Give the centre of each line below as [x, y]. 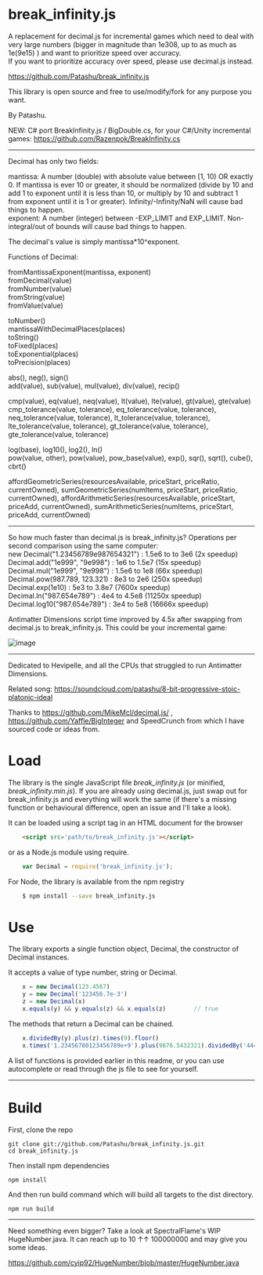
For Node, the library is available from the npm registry [96, 881]
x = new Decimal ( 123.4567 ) [66, 987]
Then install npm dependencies [59, 1165]
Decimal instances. [39, 957]
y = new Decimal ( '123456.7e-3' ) [75, 994]
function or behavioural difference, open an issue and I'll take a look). [120, 807]
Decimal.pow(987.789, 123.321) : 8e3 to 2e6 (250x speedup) [106, 579]
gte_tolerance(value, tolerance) [59, 434]
